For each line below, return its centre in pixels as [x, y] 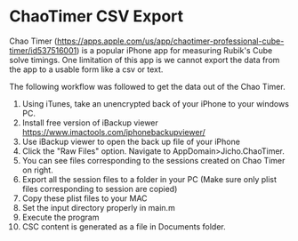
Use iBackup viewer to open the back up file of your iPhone [131, 141]
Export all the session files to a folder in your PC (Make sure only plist [149, 179]
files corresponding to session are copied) [100, 189]
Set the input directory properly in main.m [98, 207]
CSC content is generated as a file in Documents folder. [124, 226]
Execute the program [60, 217]
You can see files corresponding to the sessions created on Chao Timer [153, 160]
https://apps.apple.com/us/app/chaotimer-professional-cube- [170, 41]
